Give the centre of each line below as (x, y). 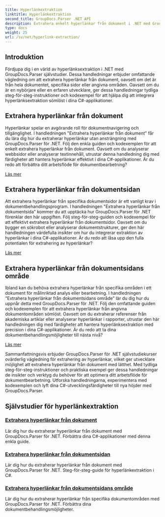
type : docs (16, 28)
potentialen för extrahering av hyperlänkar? (49, 243)
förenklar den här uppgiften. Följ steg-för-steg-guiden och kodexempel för (80, 217)
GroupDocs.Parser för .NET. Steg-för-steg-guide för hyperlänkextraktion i (80, 470)
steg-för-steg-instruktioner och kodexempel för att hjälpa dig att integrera (80, 95)
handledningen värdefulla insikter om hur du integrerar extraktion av (74, 233)
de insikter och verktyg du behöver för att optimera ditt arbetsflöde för (76, 375)
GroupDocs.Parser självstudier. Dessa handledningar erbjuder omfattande (80, 74)
